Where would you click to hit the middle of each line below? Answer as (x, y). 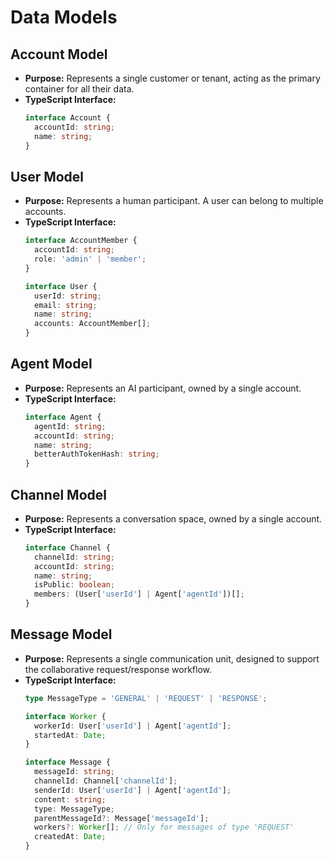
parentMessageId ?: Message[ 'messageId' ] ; (122, 818)
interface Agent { (63, 417)
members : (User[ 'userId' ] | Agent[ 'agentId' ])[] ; (139, 594)
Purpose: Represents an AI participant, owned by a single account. (163, 388)
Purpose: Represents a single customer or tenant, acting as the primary (172, 78)
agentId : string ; (70, 426)
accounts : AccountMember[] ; (93, 324)
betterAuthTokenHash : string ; (97, 454)
